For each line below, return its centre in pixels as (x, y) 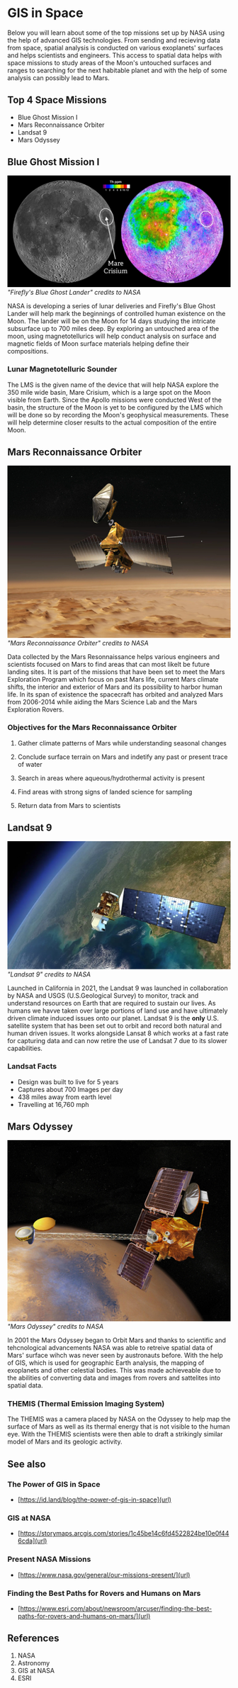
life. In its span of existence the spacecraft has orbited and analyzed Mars (115, 694)
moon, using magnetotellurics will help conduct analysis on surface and (112, 336)
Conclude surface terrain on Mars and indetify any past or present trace (123, 757)
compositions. (28, 351)
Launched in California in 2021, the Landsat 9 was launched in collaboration (118, 988)
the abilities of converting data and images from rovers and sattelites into (114, 1378)
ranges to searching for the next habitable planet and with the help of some (117, 70)
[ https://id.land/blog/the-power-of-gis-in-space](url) (95, 1499)
